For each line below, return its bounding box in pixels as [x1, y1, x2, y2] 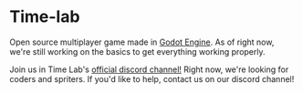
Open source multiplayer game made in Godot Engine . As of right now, [9, 36, 275, 47]
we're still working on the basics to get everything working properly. [9, 46, 266, 57]
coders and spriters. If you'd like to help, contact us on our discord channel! [9, 73, 295, 84]
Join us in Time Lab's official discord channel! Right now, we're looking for [9, 64, 289, 75]
